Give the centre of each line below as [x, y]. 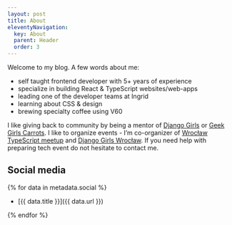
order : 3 [27, 47]
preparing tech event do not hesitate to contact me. [83, 148]
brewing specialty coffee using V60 [70, 111]
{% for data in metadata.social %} [57, 187]
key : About [30, 34]
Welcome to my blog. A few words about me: [74, 67]
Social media [37, 171]
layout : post [27, 14]
